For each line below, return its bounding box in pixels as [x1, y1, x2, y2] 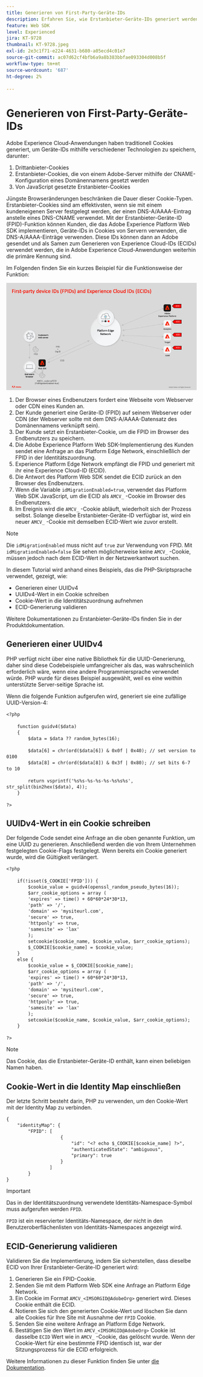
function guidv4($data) [17, 723, 77, 729]
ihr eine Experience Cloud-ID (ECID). [14, 466, 107, 474]
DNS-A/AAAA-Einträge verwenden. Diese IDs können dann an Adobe [6, 233, 179, 241]
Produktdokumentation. [6, 621, 65, 628]
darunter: [6, 152, 30, 160]
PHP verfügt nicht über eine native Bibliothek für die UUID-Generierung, [6, 655, 185, 662]
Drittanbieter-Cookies [14, 164, 69, 172]
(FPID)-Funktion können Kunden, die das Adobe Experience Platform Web [6, 221, 190, 228]
